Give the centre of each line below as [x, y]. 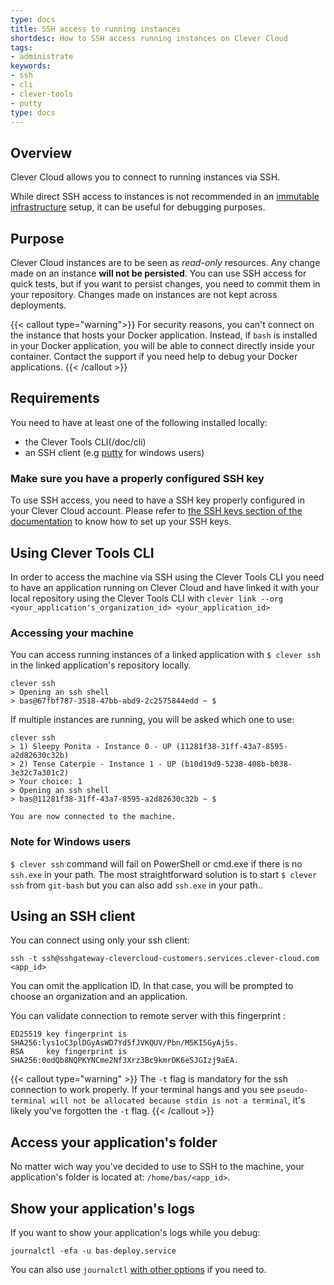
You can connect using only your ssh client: [100, 940]
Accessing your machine [72, 633]
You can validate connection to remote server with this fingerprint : [148, 1016]
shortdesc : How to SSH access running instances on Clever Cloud [149, 38]
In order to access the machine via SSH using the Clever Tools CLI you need [167, 577]
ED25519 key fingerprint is [69, 1034]
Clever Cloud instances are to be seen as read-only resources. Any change [165, 262]
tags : [21, 47]
